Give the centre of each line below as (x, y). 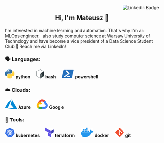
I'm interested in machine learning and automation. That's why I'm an (74, 31)
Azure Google (41, 107)
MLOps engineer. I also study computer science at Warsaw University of (78, 36)
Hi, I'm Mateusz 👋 (82, 18)
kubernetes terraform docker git (73, 135)
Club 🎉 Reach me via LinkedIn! (36, 47)
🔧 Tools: (15, 119)
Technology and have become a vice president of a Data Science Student (79, 41)
